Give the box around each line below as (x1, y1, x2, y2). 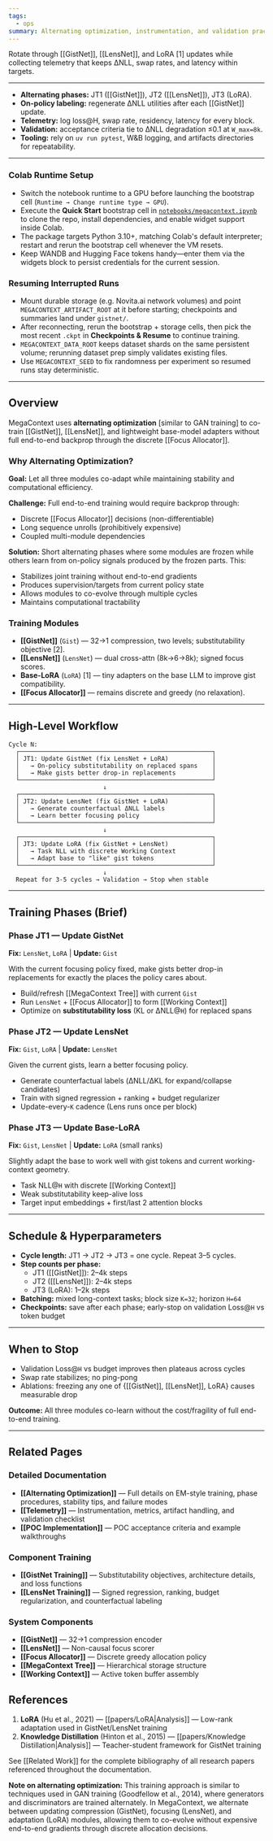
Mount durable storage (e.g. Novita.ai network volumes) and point (19, 296, 241, 306)
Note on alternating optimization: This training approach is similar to (8, 1781, 240, 1791)
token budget (19, 1311, 66, 1321)
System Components (8, 1617, 93, 1627)
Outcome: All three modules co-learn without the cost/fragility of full (8, 1405, 239, 1415)
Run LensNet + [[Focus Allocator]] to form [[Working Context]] (19, 996, 227, 1006)
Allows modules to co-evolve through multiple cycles (19, 588, 197, 598)
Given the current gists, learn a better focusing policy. (8, 1060, 188, 1070)
